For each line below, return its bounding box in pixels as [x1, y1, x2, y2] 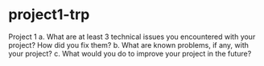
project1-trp [8, 6, 90, 24]
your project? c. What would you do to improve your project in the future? [8, 49, 252, 58]
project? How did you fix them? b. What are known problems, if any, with [8, 40, 250, 49]
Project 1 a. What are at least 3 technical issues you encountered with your [8, 32, 256, 41]
